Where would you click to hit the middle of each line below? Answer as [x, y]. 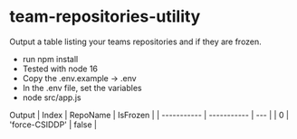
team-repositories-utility [105, 17]
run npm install [50, 59]
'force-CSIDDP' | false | [53, 125]
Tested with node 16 [60, 69]
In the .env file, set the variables [82, 88]
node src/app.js [52, 97]
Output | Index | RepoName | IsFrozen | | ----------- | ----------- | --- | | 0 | [149, 115]
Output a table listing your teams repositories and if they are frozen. [136, 42]
